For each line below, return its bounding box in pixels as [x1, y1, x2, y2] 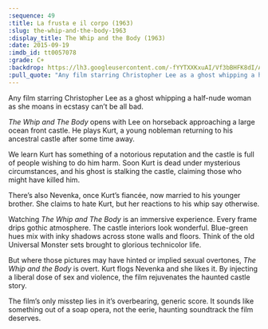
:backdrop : [8, 64, 45, 72]
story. [8, 280, 28, 290]
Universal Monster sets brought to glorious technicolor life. [8, 240, 202, 249]
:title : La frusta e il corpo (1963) [8, 19, 134, 27]
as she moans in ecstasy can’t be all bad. [8, 101, 144, 111]
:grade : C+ [8, 57, 45, 65]
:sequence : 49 [8, 11, 56, 20]
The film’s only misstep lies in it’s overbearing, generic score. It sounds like [8, 296, 254, 306]
